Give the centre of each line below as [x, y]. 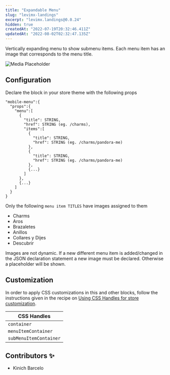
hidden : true [19, 24]
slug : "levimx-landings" [32, 15]
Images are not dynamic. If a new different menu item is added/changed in [84, 253]
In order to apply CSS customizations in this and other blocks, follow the [82, 292]
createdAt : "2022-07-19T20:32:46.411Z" [48, 29]
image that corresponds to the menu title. [49, 54]
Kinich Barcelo [28, 368]
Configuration [28, 80]
